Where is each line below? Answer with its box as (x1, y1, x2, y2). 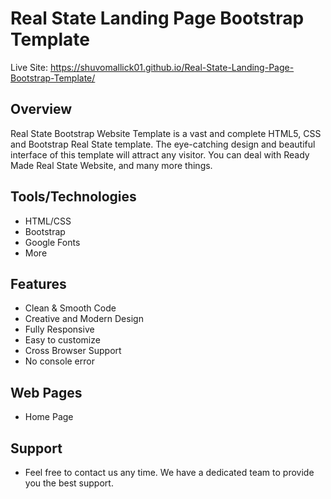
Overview (10, 101, 73, 118)
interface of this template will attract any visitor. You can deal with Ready (10, 148, 310, 161)
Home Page (24, 411, 74, 423)
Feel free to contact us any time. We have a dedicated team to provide (24, 467, 315, 478)
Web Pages (10, 384, 83, 401)
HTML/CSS (24, 215, 72, 227)
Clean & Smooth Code (24, 302, 117, 314)
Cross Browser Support (24, 345, 122, 357)
